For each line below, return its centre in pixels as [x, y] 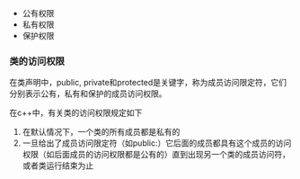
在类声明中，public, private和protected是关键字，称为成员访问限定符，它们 [148, 83]
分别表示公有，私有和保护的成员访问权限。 [88, 94]
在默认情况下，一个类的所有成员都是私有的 [101, 132]
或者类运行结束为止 [58, 166]
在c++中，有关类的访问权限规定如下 [76, 113]
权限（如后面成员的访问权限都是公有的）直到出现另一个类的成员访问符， [156, 155]
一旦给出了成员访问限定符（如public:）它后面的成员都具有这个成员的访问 [157, 143]
